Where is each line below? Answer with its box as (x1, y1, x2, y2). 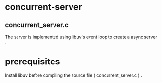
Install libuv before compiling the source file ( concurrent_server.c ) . (5, 72, 142, 78)
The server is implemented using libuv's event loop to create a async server (5, 34, 157, 40)
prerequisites (5, 56, 60, 67)
